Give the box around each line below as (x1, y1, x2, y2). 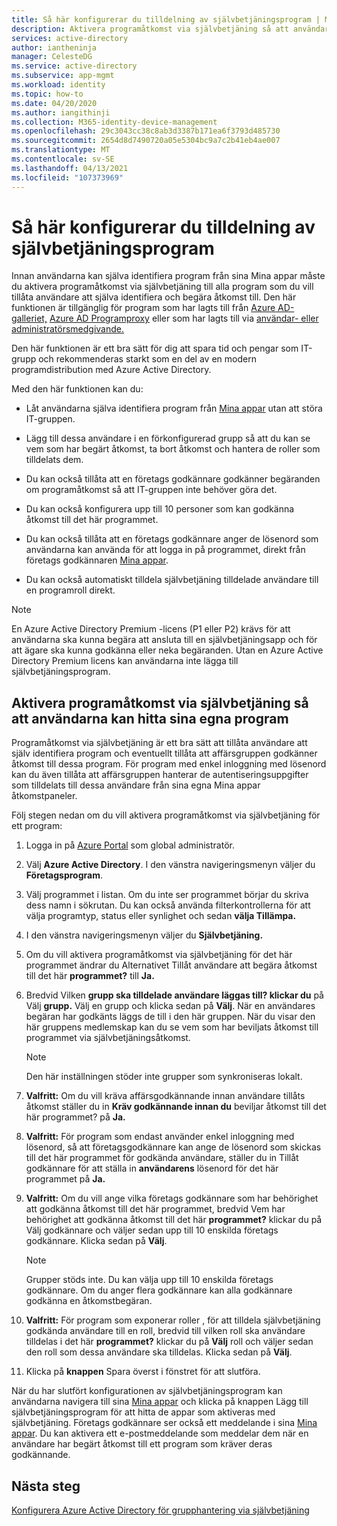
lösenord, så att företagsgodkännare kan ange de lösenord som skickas (25, 1141, 322, 1153)
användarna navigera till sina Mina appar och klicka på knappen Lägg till (11, 1396, 309, 1408)
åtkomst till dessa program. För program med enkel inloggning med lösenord (11, 758, 327, 770)
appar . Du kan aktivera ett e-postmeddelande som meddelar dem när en (11, 1427, 309, 1440)
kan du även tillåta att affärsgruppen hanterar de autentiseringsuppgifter (11, 769, 309, 781)
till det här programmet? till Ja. (25, 970, 155, 982)
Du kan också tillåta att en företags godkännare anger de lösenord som (25, 533, 319, 545)
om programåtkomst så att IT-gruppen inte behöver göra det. (25, 484, 278, 496)
